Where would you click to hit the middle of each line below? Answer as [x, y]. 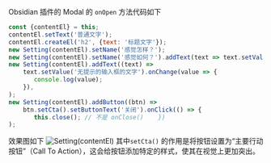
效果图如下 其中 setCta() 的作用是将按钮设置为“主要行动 [136, 141]
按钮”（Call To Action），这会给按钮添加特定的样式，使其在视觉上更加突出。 [134, 151]
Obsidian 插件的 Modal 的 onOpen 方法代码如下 [85, 12]
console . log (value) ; [68, 80]
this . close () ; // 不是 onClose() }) [100, 117]
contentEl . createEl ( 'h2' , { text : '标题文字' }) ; [88, 42]
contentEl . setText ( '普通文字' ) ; [61, 35]
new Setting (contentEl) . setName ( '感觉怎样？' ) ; [87, 50]
